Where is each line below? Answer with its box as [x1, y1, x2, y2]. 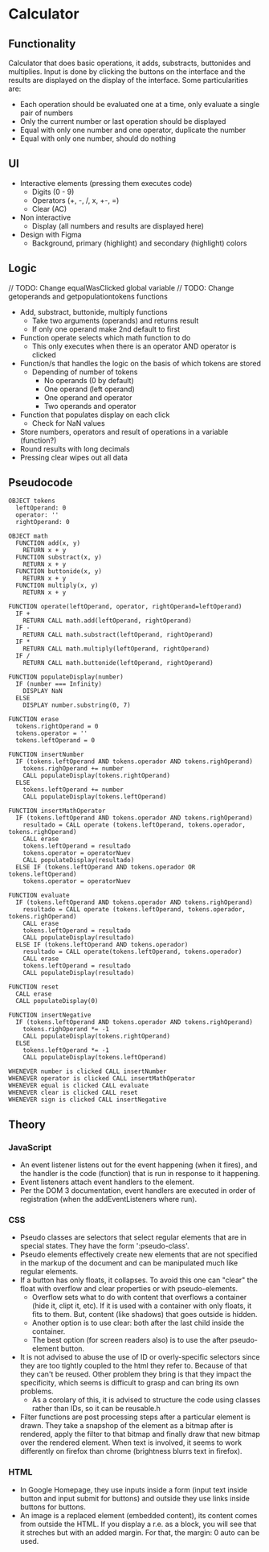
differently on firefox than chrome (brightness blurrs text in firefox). [19, 1447, 243, 1456]
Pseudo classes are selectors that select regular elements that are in [19, 1232, 247, 1242]
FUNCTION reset [8, 983, 59, 991]
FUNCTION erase [8, 716, 59, 724]
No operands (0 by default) [43, 375, 134, 385]
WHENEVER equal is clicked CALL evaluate [8, 1082, 149, 1090]
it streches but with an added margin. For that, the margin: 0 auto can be [19, 1527, 260, 1538]
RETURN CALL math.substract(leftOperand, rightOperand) [22, 631, 214, 639]
